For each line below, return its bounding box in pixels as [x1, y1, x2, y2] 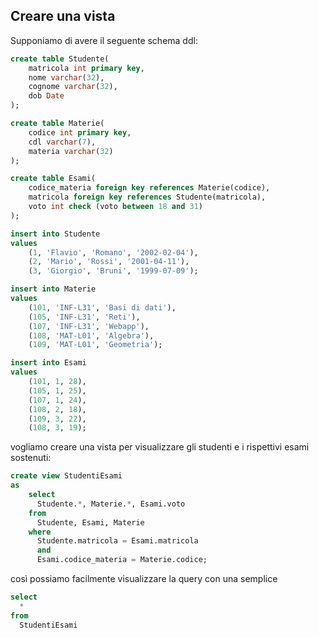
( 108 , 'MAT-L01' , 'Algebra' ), [28, 330, 155, 341]
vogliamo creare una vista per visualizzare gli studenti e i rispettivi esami [10, 441, 310, 453]
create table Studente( [10, 54, 110, 64]
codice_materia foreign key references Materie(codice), [28, 183, 271, 193]
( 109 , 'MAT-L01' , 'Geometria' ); [28, 340, 163, 350]
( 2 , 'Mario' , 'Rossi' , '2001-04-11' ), [28, 257, 190, 267]
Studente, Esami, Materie [36, 517, 145, 528]
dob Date [28, 91, 65, 101]
